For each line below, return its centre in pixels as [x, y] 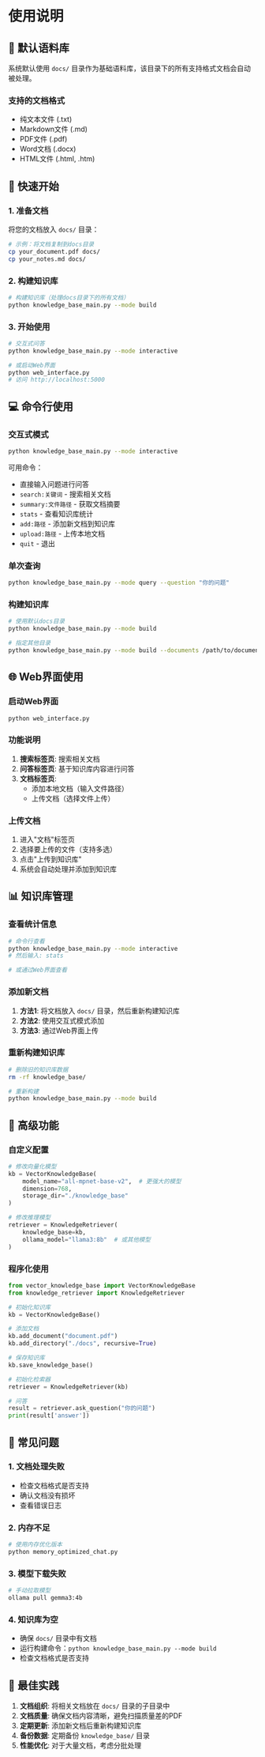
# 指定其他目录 [30, 643]
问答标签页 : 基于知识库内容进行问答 [77, 768]
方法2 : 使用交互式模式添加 [62, 1020]
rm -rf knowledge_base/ [47, 1077]
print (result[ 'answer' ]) [49, 1416]
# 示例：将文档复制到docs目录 [51, 244]
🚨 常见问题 [34, 1442]
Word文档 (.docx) [48, 149]
